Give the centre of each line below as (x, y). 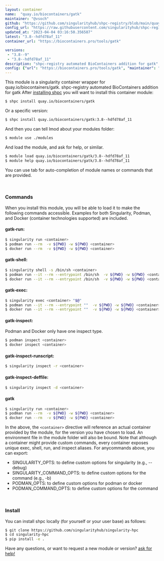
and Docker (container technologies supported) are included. (67, 218)
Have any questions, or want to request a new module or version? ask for (79, 548)
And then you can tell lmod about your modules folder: (60, 129)
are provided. (19, 175)
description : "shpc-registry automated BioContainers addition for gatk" (82, 64)
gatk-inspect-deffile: (27, 377)
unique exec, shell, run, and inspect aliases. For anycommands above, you (80, 448)
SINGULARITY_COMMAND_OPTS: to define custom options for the (79, 473)
